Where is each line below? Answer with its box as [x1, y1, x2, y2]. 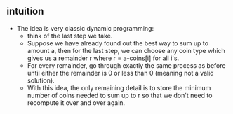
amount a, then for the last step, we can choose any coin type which [27, 46, 225, 55]
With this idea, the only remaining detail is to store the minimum [27, 83, 211, 92]
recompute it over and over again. [27, 98, 126, 107]
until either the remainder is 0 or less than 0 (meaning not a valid [27, 69, 215, 77]
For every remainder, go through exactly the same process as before [27, 61, 226, 69]
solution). [27, 76, 55, 85]
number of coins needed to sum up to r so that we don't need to [27, 91, 213, 99]
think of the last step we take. [27, 31, 113, 40]
